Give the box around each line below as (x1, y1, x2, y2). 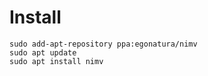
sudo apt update (9, 47, 77, 58)
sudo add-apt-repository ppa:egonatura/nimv (9, 39, 198, 49)
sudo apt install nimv (9, 56, 104, 66)
